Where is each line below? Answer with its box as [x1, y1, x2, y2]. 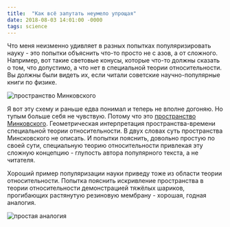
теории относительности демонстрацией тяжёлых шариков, [7, 184, 185, 193]
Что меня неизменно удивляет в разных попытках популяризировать [7, 42, 211, 50]
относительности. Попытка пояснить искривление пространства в [7, 177, 204, 185]
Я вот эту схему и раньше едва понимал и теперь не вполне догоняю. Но [7, 105, 223, 113]
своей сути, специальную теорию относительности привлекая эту [7, 142, 204, 150]
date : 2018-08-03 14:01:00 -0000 [7, 17, 103, 23]
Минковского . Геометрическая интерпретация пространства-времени [7, 120, 216, 128]
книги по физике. [7, 78, 57, 87]
